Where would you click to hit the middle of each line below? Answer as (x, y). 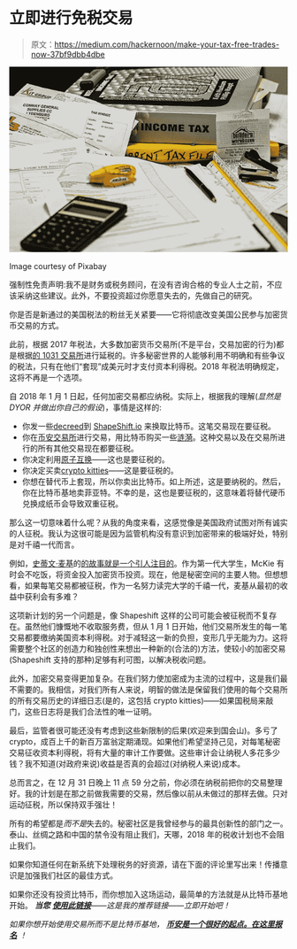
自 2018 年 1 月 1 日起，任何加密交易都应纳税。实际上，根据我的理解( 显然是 (145, 397)
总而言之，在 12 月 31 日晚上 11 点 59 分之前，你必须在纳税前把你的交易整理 (146, 783)
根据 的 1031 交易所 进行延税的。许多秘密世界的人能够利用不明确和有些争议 (151, 356)
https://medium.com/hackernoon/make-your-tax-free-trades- (167, 44)
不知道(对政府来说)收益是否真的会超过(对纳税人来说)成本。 (139, 764)
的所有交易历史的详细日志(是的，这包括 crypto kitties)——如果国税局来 (138, 701)
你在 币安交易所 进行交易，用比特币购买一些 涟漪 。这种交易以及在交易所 (150, 437)
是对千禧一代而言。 (44, 544)
